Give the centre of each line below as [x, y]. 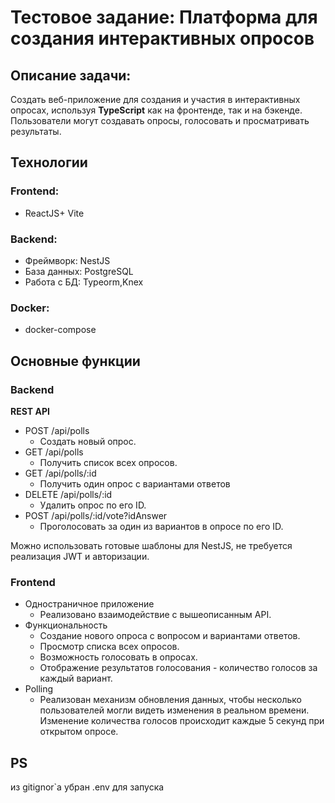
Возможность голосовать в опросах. [118, 657]
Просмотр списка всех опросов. [109, 647]
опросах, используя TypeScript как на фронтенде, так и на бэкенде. [156, 110]
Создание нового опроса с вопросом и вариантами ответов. [170, 636]
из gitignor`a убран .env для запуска [87, 787]
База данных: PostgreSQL [79, 271]
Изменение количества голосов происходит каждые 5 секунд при [182, 721]
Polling [39, 689]
